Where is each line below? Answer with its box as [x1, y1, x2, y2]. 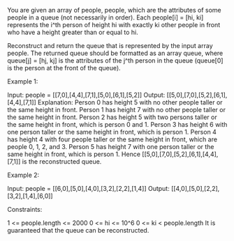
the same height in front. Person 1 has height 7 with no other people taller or [7, 106, 226, 114]
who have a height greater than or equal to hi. [7, 28, 138, 36]
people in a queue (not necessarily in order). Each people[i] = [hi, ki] [7, 13, 204, 22]
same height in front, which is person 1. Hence [7, 150, 141, 158]
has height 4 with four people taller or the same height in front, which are [7, 135, 218, 143]
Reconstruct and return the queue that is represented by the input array [7, 42, 213, 49]
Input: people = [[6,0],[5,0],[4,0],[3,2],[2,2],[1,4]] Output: [7, 185, 170, 192]
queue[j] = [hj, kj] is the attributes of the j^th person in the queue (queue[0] [7, 56, 224, 65]
